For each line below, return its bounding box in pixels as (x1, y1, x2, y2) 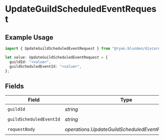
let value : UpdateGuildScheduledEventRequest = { (5, 55, 108, 60)
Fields (5, 82, 24, 90)
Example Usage (5, 33, 54, 41)
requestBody (7, 126, 36, 132)
